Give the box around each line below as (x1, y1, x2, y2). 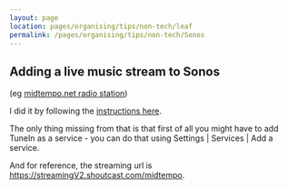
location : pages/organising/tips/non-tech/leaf (9, 22, 194, 31)
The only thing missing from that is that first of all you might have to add (9, 124, 279, 134)
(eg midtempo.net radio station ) (9, 88, 128, 99)
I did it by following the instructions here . (9, 105, 162, 116)
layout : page (9, 13, 59, 23)
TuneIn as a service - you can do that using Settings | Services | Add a (9, 133, 273, 144)
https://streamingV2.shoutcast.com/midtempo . (9, 170, 185, 181)
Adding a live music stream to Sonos (9, 64, 221, 79)
